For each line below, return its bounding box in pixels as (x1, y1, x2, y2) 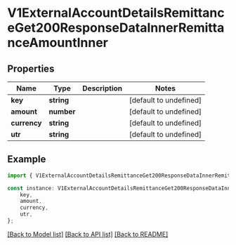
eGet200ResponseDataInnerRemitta (7, 20, 225, 36)
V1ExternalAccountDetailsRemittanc (7, 5, 225, 21)
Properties (7, 62, 55, 74)
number (48, 107, 76, 117)
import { (7, 172, 33, 179)
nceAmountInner (7, 35, 109, 51)
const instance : (7, 185, 55, 192)
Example (7, 153, 46, 166)
